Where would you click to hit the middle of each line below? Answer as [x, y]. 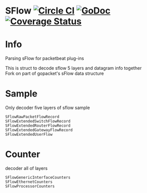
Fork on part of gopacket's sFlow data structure [55, 73]
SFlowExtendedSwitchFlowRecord [38, 121]
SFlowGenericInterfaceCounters [38, 177]
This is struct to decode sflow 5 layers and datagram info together [73, 68]
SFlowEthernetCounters [29, 182]
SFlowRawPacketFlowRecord [32, 117]
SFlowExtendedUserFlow [29, 135]
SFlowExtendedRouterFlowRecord [38, 126]
